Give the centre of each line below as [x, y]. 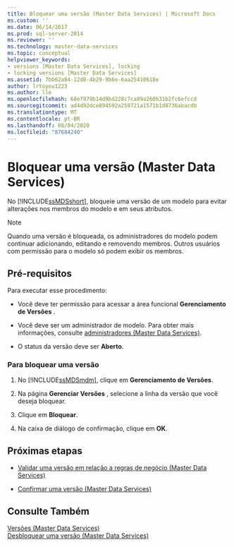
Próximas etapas [45, 451]
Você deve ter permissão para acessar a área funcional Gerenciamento [122, 304]
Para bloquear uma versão [54, 365]
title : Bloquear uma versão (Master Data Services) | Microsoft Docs [112, 14]
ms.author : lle [30, 92]
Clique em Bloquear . [48, 415]
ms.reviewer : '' [31, 40]
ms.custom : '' [28, 20]
